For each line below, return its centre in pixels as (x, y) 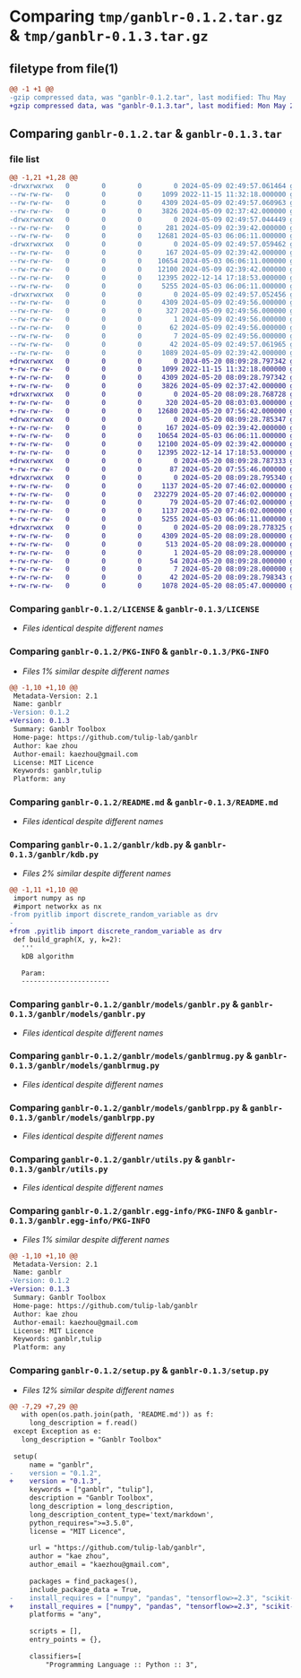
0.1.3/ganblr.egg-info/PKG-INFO (80, 1221)
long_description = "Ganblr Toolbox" (92, 1440)
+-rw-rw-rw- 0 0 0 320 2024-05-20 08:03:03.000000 (148, 402)
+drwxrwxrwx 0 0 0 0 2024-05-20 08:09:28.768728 (148, 395)
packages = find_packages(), (84, 1581)
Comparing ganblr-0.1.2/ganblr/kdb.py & (101, 845)
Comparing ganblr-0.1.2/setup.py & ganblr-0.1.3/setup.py (139, 1371)
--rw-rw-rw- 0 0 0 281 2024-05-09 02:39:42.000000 (148, 228)
